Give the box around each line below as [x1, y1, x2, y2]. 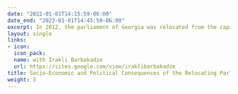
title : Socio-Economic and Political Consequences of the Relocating [7, 69, 217, 76]
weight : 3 [7, 76, 37, 83]
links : [7, 37, 27, 44]
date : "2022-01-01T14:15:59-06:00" [7, 10, 113, 18]
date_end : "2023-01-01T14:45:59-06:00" [7, 17, 125, 24]
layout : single [7, 30, 52, 37]
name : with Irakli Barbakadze [13, 57, 103, 64]
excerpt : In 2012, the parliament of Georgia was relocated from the [7, 23, 217, 30]
